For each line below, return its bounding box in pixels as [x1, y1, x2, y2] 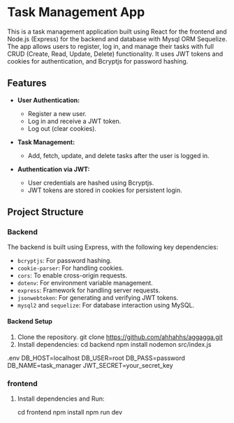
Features [7, 78, 47, 89]
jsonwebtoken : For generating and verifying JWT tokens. [17, 294, 179, 302]
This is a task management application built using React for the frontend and [7, 27, 227, 36]
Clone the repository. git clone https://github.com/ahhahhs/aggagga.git [17, 333, 224, 341]
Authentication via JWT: [17, 165, 90, 173]
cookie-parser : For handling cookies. [17, 264, 124, 273]
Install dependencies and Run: [17, 394, 105, 403]
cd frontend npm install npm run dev [17, 408, 123, 416]
